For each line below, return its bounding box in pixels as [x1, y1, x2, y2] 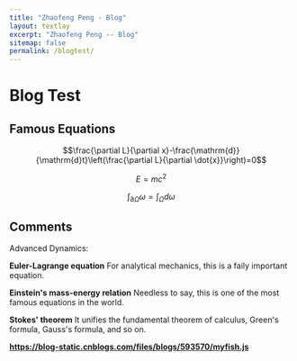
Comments [9, 219, 73, 234]
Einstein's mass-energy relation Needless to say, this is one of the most [9, 287, 280, 298]
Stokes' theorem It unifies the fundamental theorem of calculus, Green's [9, 314, 279, 325]
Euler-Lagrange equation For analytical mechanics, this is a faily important [9, 260, 288, 271]
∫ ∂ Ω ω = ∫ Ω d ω [127, 191, 175, 203]
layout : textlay [9, 22, 70, 31]
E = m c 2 [135, 172, 167, 185]
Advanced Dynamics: [9, 243, 89, 254]
